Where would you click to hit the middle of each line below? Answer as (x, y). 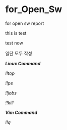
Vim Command (21, 112)
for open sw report (25, 23)
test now (14, 43)
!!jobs (11, 93)
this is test (16, 33)
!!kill (9, 103)
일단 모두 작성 (19, 53)
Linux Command (23, 63)
